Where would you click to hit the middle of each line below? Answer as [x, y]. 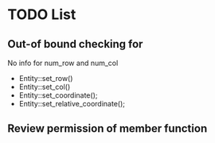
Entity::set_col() [45, 87]
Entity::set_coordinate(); [58, 95]
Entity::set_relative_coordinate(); [72, 104]
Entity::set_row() [46, 78]
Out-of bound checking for [75, 44]
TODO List [42, 15]
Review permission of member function [107, 129]
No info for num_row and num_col [63, 63]
